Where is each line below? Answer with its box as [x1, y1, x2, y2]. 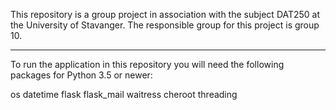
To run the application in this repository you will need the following [10, 59, 285, 70]
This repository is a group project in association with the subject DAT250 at [10, 9, 321, 20]
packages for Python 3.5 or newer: [10, 69, 153, 81]
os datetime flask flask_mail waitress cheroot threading [10, 89, 238, 100]
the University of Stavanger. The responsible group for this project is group [10, 19, 320, 31]
